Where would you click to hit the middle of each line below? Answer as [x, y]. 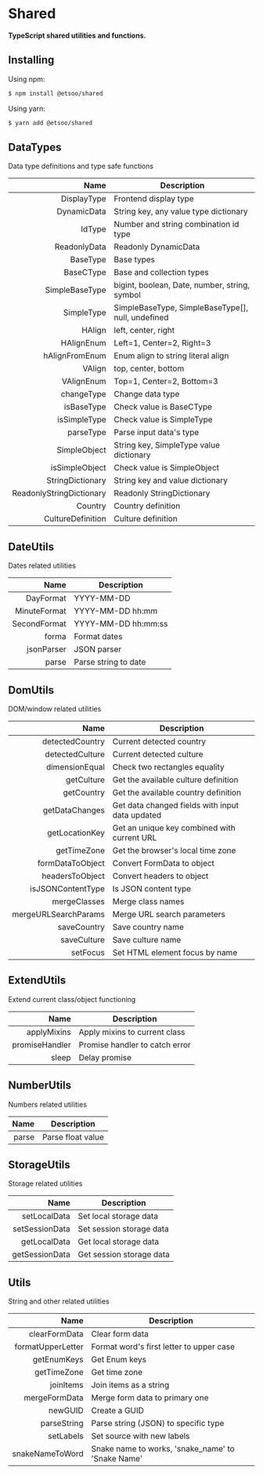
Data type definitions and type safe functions [81, 166]
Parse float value [73, 1137]
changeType [84, 394]
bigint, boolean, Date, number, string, [182, 285]
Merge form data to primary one [150, 1398]
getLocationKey [76, 832]
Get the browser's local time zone [174, 850]
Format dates [98, 637]
